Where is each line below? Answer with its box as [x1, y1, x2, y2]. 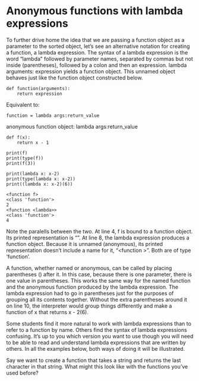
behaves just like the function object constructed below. [6, 74, 143, 81]
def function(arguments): [6, 85, 70, 91]
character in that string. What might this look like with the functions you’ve [6, 363, 188, 370]
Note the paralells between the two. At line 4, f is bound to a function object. [6, 228, 193, 235]
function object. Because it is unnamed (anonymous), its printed [6, 240, 163, 247]
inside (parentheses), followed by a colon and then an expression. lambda [6, 61, 187, 69]
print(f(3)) [6, 160, 36, 167]
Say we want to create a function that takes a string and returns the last [6, 357, 181, 364]
